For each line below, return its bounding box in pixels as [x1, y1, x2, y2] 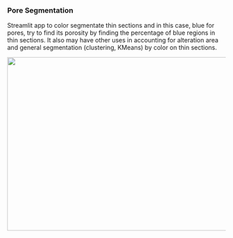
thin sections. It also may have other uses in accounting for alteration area [7, 36, 218, 44]
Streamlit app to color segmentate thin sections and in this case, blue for [7, 22, 215, 30]
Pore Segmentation [7, 6, 74, 15]
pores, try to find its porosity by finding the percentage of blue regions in [7, 28, 216, 37]
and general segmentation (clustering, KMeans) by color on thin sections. [7, 44, 217, 52]
